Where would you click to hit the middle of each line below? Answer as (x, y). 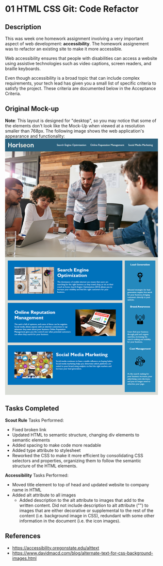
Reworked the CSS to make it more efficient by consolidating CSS (78, 455)
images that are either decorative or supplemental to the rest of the (86, 510)
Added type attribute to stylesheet (46, 450)
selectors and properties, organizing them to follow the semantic (77, 460)
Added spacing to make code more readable (57, 445)
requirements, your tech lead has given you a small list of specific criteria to (81, 83)
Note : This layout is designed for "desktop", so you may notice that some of (81, 121)
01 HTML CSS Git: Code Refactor (72, 9)
